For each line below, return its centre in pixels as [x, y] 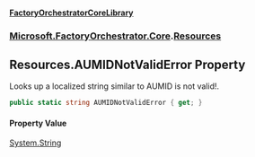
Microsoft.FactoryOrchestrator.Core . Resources [115, 36]
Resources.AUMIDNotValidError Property [127, 64]
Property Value [38, 123]
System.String [35, 143]
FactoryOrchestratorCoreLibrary [71, 13]
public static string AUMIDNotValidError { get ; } [106, 103]
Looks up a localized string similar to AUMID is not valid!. [114, 86]
